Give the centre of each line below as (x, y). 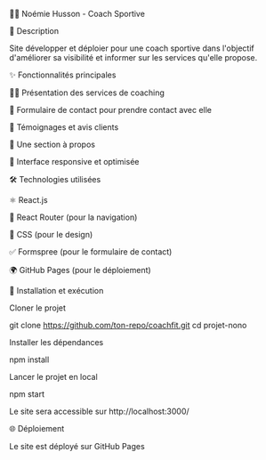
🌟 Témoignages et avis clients (64, 127)
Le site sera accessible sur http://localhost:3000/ (99, 411)
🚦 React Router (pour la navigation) (73, 217)
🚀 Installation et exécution (56, 291)
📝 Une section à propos (52, 144)
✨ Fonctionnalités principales (63, 75)
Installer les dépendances (56, 342)
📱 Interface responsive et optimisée (74, 161)
